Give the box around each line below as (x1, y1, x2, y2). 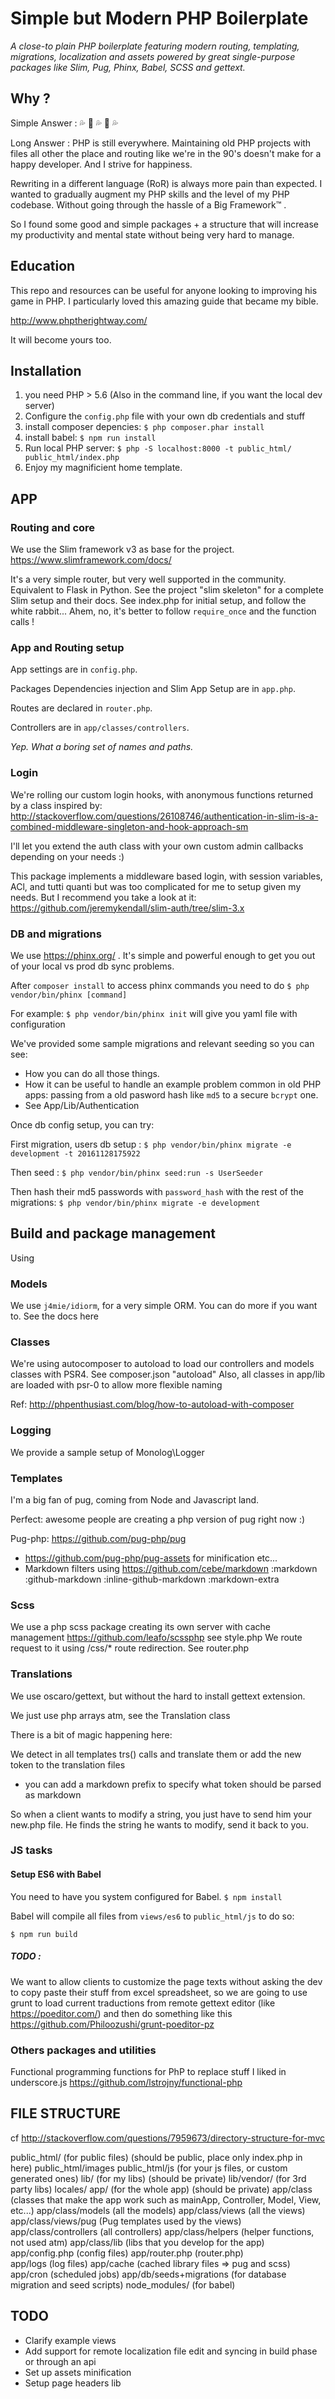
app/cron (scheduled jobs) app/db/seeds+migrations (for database (10, 2268, 287, 2280)
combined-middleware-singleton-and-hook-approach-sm (10, 820, 249, 832)
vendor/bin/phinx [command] (10, 990, 128, 1000)
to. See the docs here (10, 1310, 99, 1322)
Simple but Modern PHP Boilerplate (10, 7, 309, 30)
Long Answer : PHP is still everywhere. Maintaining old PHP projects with (10, 137, 312, 149)
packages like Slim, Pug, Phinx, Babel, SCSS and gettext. (10, 61, 246, 73)
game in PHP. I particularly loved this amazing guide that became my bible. (10, 295, 319, 307)
